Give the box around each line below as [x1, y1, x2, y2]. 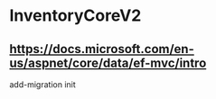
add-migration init [9, 79, 77, 90]
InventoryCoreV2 [9, 5, 142, 26]
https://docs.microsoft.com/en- [9, 41, 194, 57]
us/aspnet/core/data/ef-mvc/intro [9, 55, 207, 70]
